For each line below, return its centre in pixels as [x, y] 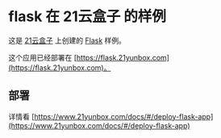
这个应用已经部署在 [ [43, 57]
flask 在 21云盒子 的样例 [88, 17]
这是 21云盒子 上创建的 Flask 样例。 [67, 40]
